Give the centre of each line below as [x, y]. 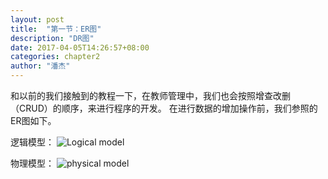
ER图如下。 [33, 120]
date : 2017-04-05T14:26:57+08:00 [80, 47]
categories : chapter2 [55, 57]
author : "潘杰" [40, 66]
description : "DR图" [52, 38]
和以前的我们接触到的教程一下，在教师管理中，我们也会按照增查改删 [150, 95]
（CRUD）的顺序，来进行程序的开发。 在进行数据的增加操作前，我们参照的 [164, 108]
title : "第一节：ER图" [56, 29]
